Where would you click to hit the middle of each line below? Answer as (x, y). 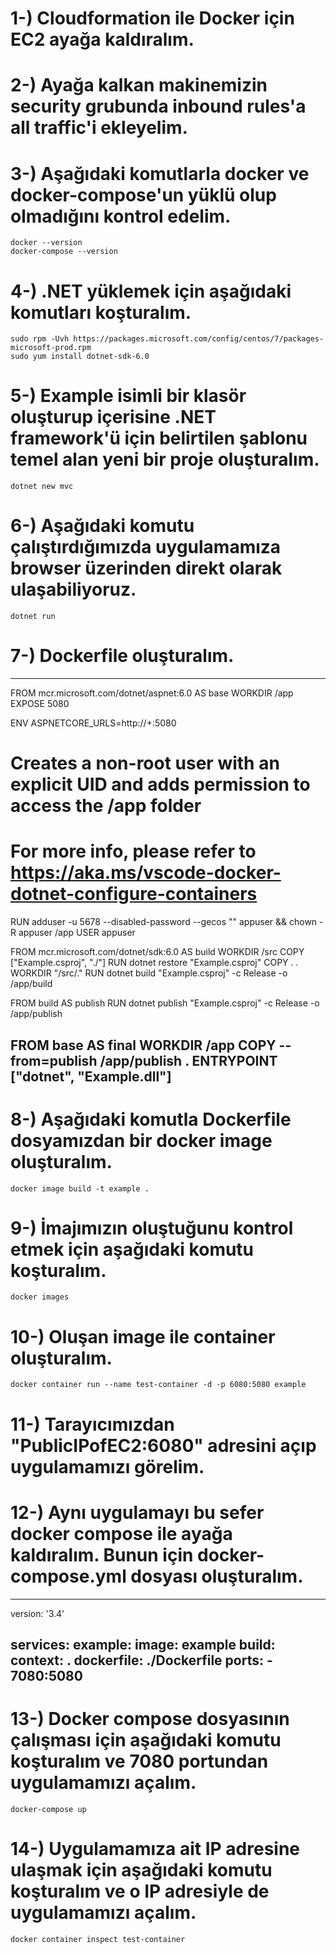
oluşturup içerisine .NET (113, 417)
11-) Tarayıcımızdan (92, 1424)
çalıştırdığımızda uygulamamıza (146, 547)
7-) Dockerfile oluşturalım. (122, 656)
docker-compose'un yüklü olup (143, 194)
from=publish (54, 1060)
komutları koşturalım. (101, 312)
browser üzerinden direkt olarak (146, 568)
